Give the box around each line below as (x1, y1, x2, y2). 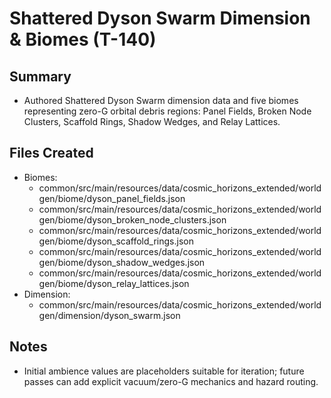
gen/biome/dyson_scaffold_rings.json (38, 235, 194, 247)
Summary (9, 68, 72, 85)
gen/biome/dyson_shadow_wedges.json (38, 256, 206, 268)
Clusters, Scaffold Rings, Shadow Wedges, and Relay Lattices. (23, 116, 281, 127)
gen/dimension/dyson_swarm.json (38, 309, 181, 321)
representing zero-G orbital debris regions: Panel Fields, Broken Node (23, 105, 312, 117)
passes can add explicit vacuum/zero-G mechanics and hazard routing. (23, 375, 319, 387)
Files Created (9, 145, 94, 162)
